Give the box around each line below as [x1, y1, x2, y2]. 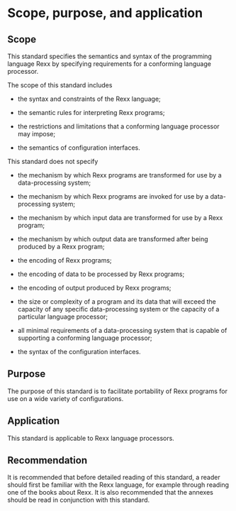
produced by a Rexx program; [17, 243, 105, 251]
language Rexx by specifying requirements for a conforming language [7, 60, 211, 68]
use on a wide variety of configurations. [7, 394, 124, 402]
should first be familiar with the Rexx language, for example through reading [7, 480, 229, 489]
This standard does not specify [7, 158, 99, 165]
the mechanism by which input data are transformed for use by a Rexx [17, 214, 223, 221]
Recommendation [7, 454, 87, 466]
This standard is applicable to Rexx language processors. [7, 434, 175, 442]
